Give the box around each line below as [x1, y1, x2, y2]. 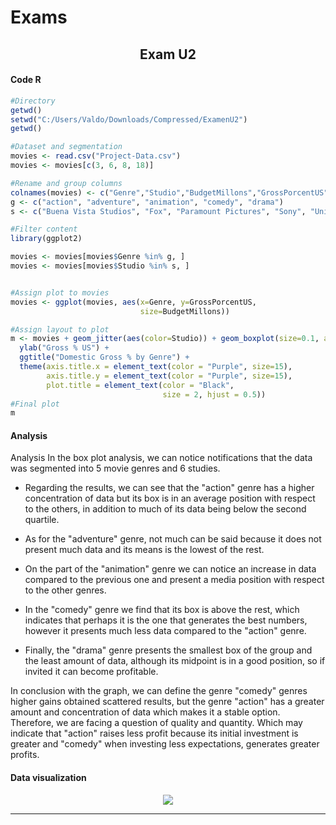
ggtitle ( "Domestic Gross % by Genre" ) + [19, 352, 190, 363]
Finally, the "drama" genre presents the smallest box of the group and [24, 644, 313, 656]
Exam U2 [139, 46, 197, 63]
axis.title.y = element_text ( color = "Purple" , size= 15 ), [46, 371, 293, 381]
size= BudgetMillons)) [139, 306, 230, 316]
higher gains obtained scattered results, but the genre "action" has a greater [10, 696, 325, 708]
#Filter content [10, 224, 78, 235]
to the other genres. [24, 584, 107, 596]
